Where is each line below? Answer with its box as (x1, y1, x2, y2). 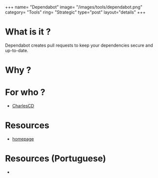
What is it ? (5, 26, 51, 37)
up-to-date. (5, 47, 28, 53)
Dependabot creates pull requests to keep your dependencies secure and (5, 42, 154, 48)
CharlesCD (12, 103, 34, 109)
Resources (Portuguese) (5, 153, 106, 164)
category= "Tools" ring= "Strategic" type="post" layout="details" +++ (5, 9, 146, 15)
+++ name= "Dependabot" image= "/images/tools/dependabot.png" (5, 4, 143, 10)
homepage (12, 136, 34, 142)
